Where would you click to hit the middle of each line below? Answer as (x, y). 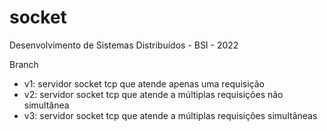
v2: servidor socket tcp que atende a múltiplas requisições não (153, 94)
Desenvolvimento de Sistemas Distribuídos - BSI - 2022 (124, 45)
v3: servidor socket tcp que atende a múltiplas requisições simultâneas (170, 115)
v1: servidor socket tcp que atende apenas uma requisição (144, 83)
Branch (24, 64)
